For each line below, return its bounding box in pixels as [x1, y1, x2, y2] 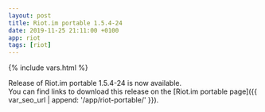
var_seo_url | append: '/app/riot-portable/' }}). [8, 95, 159, 105]
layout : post [8, 11, 52, 20]
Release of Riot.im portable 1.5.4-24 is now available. [8, 79, 181, 88]
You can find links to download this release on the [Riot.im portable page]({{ [8, 87, 257, 96]
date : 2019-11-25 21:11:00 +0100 [8, 26, 119, 34]
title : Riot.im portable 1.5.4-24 [8, 19, 123, 27]
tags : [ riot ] [8, 41, 52, 49]
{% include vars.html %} [8, 63, 89, 72]
